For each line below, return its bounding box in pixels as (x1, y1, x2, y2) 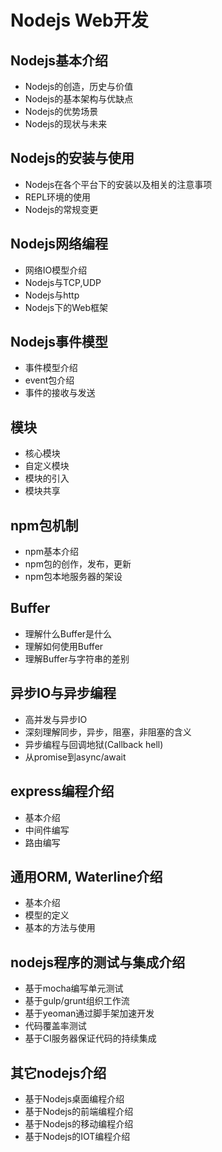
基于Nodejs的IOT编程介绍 (24, 1130, 131, 1142)
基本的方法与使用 (24, 922, 96, 934)
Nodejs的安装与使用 (10, 150, 135, 167)
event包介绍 (24, 374, 75, 386)
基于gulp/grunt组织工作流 (24, 995, 130, 1007)
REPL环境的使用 (24, 191, 92, 203)
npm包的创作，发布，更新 (24, 558, 132, 570)
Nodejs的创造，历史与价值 (24, 81, 134, 92)
